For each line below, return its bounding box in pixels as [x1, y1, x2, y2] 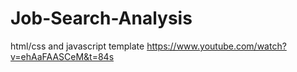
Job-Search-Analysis [10, 7, 193, 30]
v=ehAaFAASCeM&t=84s [10, 50, 115, 62]
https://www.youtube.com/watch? [146, 40, 287, 52]
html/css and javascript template [10, 40, 145, 52]
